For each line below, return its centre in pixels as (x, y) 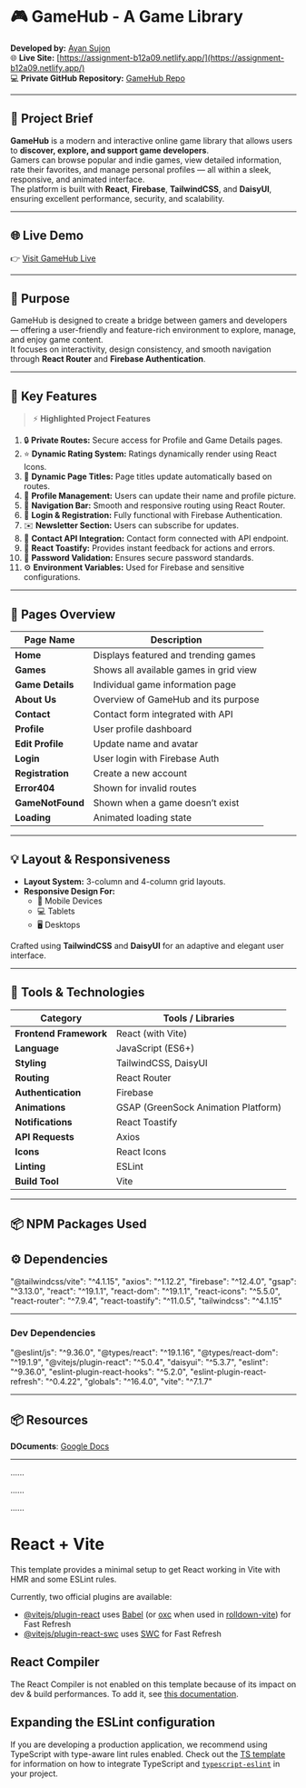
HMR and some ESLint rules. (64, 1579)
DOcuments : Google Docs (60, 1446)
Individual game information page (165, 684)
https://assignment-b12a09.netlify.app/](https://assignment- (172, 57)
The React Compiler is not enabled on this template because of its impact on (153, 1684)
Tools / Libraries (199, 1018)
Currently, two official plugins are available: (91, 1596)
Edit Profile (39, 744)
